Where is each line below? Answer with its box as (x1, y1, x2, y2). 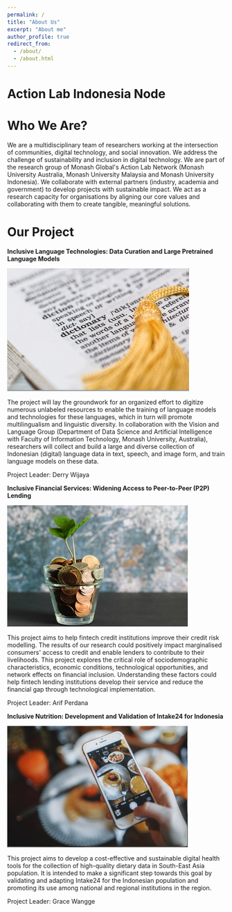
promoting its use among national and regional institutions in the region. (7, 883, 212, 892)
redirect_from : (7, 40, 51, 48)
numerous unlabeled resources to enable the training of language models (7, 405, 217, 414)
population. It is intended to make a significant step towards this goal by (7, 869, 213, 877)
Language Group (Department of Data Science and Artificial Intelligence (7, 427, 213, 436)
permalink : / (7, 11, 45, 18)
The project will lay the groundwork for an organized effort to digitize (7, 398, 204, 406)
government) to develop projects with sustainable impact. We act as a (7, 185, 206, 193)
